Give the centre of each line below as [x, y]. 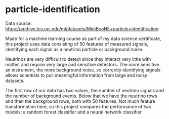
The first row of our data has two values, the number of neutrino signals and [85, 90]
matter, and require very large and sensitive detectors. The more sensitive [82, 64]
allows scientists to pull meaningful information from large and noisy [76, 75]
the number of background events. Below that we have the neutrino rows [81, 96]
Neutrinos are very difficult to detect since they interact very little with [78, 59]
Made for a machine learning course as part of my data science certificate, [83, 38]
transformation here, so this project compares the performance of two [78, 106]
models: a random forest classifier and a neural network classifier [74, 112]
